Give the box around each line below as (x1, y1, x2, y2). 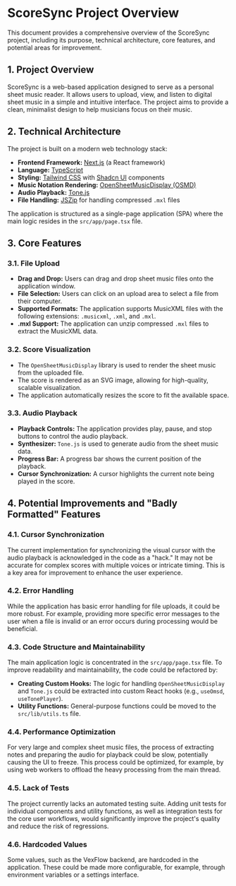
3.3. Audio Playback (7, 408, 77, 418)
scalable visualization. (17, 383, 82, 391)
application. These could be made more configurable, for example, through (7, 863, 225, 872)
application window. (17, 282, 76, 290)
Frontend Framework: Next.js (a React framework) (17, 158, 166, 167)
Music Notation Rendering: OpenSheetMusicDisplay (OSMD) (17, 180, 197, 189)
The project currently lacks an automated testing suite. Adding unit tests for (7, 799, 227, 808)
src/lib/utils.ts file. (17, 709, 81, 718)
